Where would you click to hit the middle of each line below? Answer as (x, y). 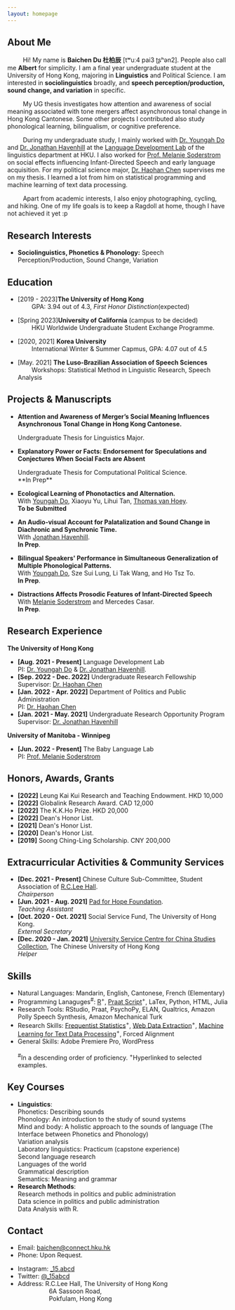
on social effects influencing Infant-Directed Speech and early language (111, 163)
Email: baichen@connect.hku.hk (64, 1248)
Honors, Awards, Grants (61, 778)
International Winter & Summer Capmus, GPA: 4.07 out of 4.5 (119, 349)
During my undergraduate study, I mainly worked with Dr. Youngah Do (124, 140)
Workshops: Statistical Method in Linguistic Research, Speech (121, 370)
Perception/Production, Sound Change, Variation (88, 260)
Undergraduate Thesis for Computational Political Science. (102, 472)
